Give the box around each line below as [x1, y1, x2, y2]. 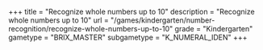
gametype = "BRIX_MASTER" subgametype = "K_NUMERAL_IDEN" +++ [8, 32, 248, 42]
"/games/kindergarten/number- [110, 15, 215, 25]
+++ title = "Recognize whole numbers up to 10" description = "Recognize [8, 7, 256, 16]
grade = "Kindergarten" [174, 24, 253, 33]
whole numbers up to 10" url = [8, 15, 109, 25]
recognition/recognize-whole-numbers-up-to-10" [8, 24, 173, 33]
